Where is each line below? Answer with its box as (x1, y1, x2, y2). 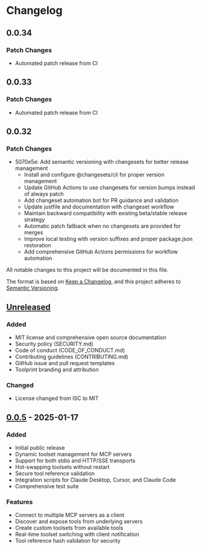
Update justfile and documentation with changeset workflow (24, 203, 174, 210)
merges (24, 229, 43, 236)
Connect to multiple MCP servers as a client (14, 511, 125, 519)
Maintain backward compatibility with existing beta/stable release (24, 210, 187, 217)
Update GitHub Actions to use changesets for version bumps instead (24, 184, 195, 191)
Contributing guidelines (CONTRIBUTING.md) (14, 353, 129, 360)
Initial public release (14, 444, 65, 451)
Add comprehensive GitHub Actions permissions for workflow (24, 248, 178, 256)
